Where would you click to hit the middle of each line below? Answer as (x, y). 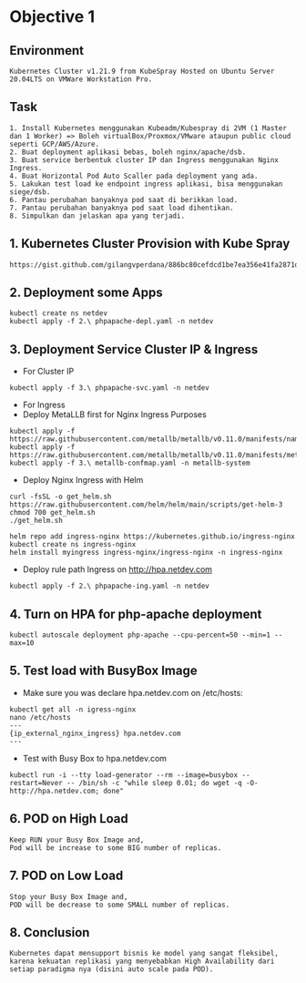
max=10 (22, 643)
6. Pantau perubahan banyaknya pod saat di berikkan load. (124, 200)
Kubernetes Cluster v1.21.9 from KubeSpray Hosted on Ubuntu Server (142, 71)
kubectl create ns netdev (58, 313)
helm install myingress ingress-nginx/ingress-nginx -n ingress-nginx (146, 553)
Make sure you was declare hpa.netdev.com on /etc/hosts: (133, 692)
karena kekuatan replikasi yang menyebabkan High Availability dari (142, 962)
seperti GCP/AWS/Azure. (55, 144)
